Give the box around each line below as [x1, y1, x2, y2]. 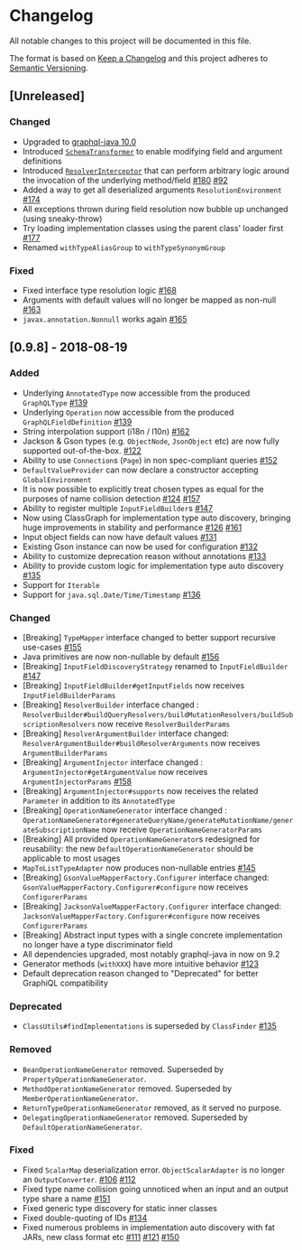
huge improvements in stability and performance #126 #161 [22, 521, 243, 533]
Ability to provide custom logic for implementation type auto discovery [22, 560, 284, 571]
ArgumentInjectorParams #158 [22, 776, 133, 787]
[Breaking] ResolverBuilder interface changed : [22, 699, 199, 710]
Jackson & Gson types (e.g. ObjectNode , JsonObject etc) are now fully [22, 435, 279, 446]
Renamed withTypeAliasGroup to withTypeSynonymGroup [22, 241, 225, 253]
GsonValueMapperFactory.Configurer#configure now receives [22, 882, 249, 892]
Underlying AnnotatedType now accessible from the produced [22, 387, 251, 398]
